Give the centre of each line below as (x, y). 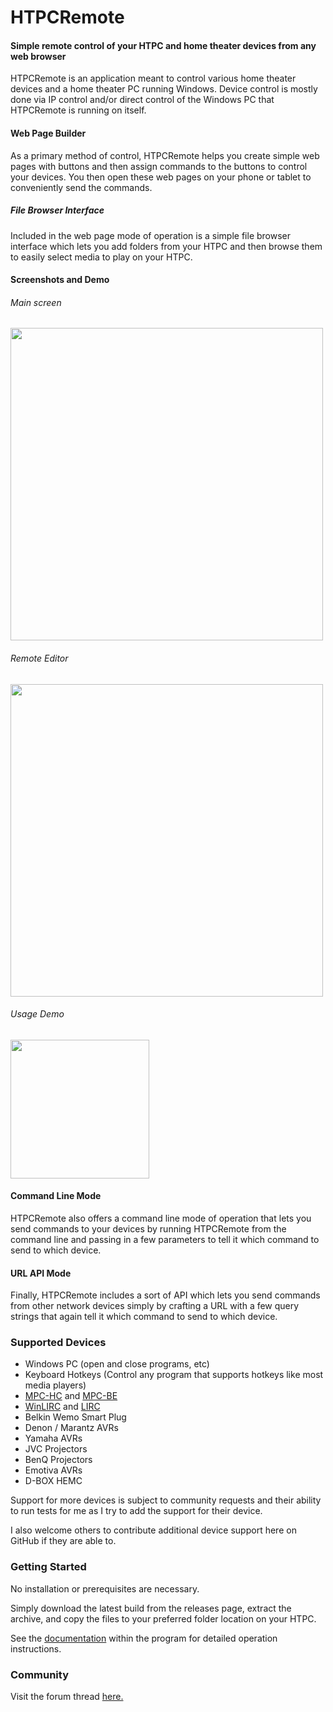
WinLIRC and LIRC (62, 1407)
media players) (55, 1385)
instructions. (36, 1648)
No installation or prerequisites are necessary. (105, 1588)
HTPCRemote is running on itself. (78, 110)
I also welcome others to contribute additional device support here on (153, 1530)
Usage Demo (37, 1014)
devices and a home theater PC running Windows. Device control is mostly (164, 89)
